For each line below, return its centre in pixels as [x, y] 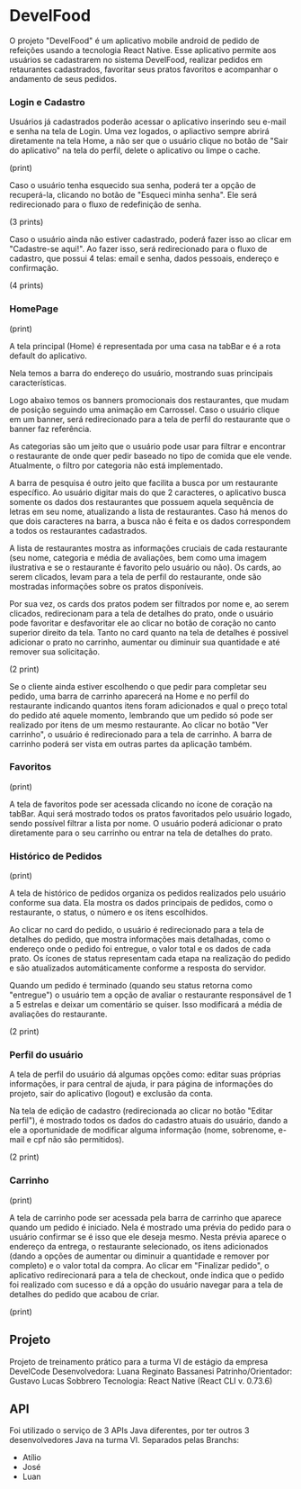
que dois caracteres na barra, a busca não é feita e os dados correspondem [150, 521]
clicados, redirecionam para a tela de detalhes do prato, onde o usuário [142, 613]
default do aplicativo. [49, 356]
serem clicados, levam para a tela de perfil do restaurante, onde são [136, 576]
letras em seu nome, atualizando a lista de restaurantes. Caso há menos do [149, 511]
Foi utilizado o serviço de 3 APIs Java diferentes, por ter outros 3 [129, 1430]
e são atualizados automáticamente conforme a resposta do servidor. [138, 968]
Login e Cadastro [47, 102]
